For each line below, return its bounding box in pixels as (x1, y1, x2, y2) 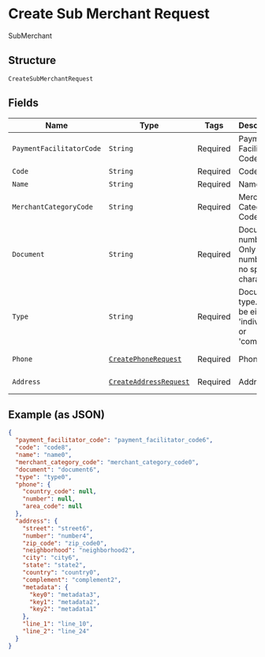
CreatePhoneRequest (109, 354, 182, 364)
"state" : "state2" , (22, 561, 87, 569)
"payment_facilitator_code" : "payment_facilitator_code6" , (15, 436, 214, 444)
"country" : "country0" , (22, 568, 101, 576)
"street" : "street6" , (22, 524, 93, 532)
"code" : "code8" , (15, 444, 73, 451)
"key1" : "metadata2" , (28, 598, 101, 606)
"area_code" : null (22, 503, 83, 511)
